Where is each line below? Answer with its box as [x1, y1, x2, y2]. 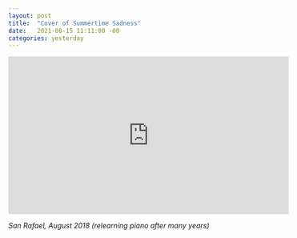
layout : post [8, 11, 52, 20]
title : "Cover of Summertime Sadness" [8, 19, 142, 27]
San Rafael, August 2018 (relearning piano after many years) [8, 221, 210, 231]
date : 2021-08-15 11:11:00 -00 [8, 26, 120, 34]
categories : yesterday [8, 34, 84, 42]
